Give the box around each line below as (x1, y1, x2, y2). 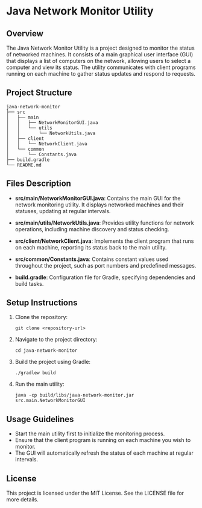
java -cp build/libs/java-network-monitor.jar (14, 392, 134, 398)
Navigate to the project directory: (14, 336, 98, 343)
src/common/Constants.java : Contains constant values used (14, 256, 169, 263)
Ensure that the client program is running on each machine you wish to (14, 437, 191, 444)
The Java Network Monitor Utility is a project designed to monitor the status (6, 44, 195, 51)
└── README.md (6, 162, 42, 168)
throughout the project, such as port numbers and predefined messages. (14, 262, 197, 269)
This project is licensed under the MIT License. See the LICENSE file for (6, 489, 185, 497)
